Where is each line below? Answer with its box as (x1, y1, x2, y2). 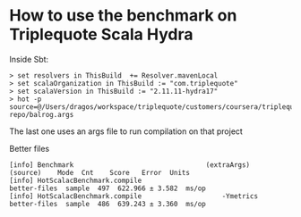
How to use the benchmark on (9, 5, 237, 26)
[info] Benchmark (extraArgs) (9, 160, 251, 170)
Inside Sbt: (9, 54, 49, 64)
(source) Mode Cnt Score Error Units (9, 168, 191, 177)
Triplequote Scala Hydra (9, 24, 193, 45)
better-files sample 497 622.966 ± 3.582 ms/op (9, 184, 206, 193)
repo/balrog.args (9, 110, 74, 119)
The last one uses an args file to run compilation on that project (9, 126, 244, 137)
